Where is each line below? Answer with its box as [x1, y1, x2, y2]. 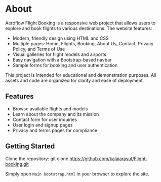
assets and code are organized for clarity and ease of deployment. [5, 77, 144, 83]
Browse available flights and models [12, 105, 88, 112]
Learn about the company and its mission [12, 111, 99, 117]
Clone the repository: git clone [5, 156, 69, 162]
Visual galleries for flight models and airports [12, 51, 106, 57]
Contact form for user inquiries [12, 116, 77, 123]
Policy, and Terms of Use [12, 46, 65, 52]
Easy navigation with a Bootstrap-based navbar [12, 56, 112, 63]
